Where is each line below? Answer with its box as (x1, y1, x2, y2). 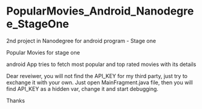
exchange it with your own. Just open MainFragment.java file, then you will (6, 79, 193, 86)
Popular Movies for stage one (6, 48, 80, 56)
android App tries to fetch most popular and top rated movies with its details (6, 61, 197, 68)
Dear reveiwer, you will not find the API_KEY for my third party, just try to (6, 72, 188, 79)
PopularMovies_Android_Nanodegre (6, 4, 194, 18)
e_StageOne (6, 17, 70, 31)
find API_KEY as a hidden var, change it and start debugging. (6, 85, 159, 92)
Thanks (6, 97, 25, 104)
